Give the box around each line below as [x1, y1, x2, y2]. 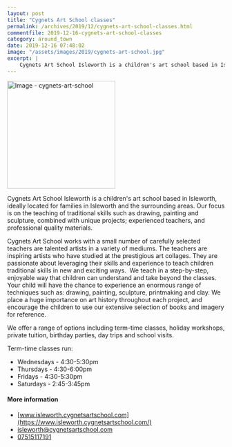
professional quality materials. [7, 223, 93, 232]
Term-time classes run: [7, 344, 74, 352]
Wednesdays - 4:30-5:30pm [17, 357, 99, 366]
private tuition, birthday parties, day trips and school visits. [7, 330, 174, 339]
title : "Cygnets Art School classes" [7, 17, 116, 23]
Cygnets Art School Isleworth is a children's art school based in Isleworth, [7, 194, 217, 202]
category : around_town [7, 36, 72, 43]
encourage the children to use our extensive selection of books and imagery [7, 303, 224, 311]
